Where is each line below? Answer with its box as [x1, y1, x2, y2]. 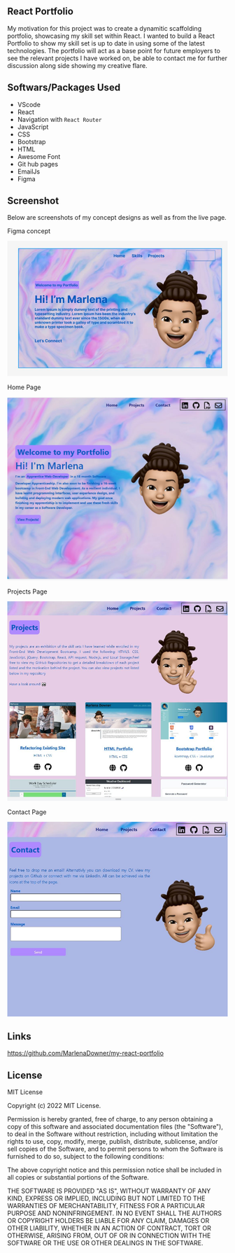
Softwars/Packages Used [7, 82, 121, 94]
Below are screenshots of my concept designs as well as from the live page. [7, 213, 227, 222]
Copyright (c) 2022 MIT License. [7, 1101, 101, 1109]
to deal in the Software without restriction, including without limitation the [7, 1130, 218, 1138]
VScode [17, 100, 41, 108]
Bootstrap [17, 137, 46, 146]
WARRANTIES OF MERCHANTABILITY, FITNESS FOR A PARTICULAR [7, 1201, 205, 1210]
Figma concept [7, 227, 51, 235]
